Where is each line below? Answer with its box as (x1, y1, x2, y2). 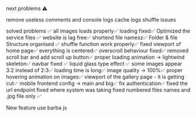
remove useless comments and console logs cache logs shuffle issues (6, 16, 177, 23)
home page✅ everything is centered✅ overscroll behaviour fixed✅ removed (6, 47, 189, 54)
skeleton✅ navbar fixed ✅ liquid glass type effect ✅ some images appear (6, 61, 183, 67)
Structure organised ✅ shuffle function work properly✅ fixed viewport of (6, 41, 181, 47)
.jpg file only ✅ (6, 93, 42, 100)
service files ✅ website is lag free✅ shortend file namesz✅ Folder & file (6, 34, 178, 41)
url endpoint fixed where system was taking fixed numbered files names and (6, 87, 191, 93)
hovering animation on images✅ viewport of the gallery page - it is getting (6, 73, 185, 80)
